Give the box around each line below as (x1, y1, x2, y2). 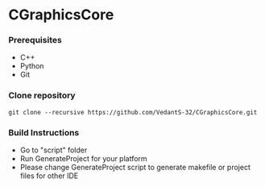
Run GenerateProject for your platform (19, 154, 147, 164)
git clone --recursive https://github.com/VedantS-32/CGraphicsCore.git (8, 108, 258, 116)
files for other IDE (19, 171, 79, 181)
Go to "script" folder (19, 145, 88, 155)
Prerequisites (8, 35, 62, 46)
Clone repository (8, 90, 76, 102)
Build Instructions (8, 127, 80, 138)
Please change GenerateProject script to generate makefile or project (19, 163, 251, 172)
